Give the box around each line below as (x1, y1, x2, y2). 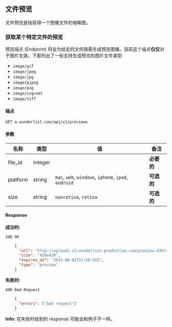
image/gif (12, 64, 34, 69)
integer (33, 158, 50, 166)
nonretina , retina (55, 193, 98, 200)
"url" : (18, 248, 33, 253)
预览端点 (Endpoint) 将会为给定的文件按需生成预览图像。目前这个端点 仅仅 (5, 46, 160, 52)
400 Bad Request (5, 287, 40, 292)
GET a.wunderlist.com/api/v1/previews (5, 119, 88, 125)
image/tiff (12, 96, 36, 101)
